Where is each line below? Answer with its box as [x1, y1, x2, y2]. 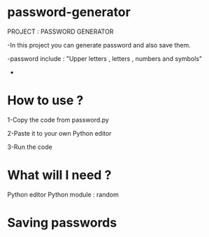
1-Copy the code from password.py [7, 115, 110, 124]
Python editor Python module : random [7, 190, 119, 199]
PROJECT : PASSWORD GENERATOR [7, 27, 114, 36]
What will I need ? [7, 167, 112, 183]
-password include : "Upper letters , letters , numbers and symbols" [7, 54, 203, 63]
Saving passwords [7, 215, 117, 231]
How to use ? [7, 92, 84, 108]
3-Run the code [7, 143, 52, 151]
